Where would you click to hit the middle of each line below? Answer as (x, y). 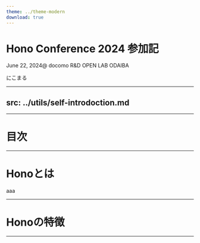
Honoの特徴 (35, 222)
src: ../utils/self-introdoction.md (68, 102)
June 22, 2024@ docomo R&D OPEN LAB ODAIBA (68, 66)
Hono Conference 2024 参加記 (82, 49)
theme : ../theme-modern (36, 12)
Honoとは (30, 174)
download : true (25, 17)
